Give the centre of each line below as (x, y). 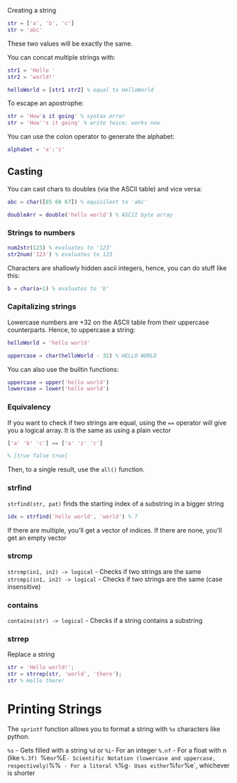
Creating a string (32, 10)
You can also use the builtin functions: (63, 369)
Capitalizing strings (42, 307)
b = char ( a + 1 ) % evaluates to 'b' (59, 288)
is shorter (21, 773)
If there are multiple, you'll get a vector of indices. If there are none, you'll (115, 530)
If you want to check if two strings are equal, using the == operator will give (117, 422)
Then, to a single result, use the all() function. (76, 469)
